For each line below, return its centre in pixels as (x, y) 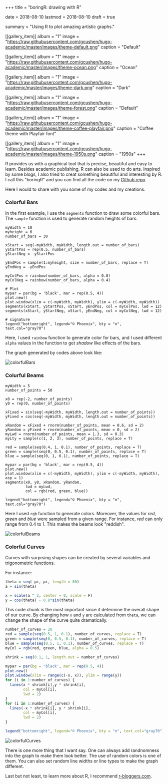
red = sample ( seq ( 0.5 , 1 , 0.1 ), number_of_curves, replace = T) (73, 634)
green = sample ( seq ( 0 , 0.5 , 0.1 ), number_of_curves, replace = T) (76, 639)
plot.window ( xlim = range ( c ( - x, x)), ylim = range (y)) (63, 675)
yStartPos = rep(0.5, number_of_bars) (45, 250)
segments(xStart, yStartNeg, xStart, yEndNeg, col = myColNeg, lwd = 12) (84, 311)
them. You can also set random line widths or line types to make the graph (82, 761)
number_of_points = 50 (29, 390)
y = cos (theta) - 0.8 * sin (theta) (40, 600)
